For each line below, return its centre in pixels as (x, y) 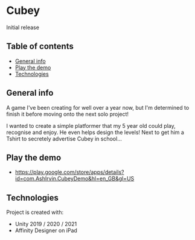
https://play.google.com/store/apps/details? (69, 172)
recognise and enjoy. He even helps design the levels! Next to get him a (95, 132)
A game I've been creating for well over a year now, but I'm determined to (98, 107)
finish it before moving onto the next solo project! (67, 114)
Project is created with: (35, 212)
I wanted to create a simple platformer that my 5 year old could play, (91, 125)
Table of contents (40, 46)
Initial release (23, 27)
